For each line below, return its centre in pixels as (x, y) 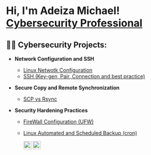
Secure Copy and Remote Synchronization (67, 88)
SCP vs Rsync (40, 99)
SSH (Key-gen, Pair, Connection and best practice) (84, 76)
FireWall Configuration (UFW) (59, 122)
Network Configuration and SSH (54, 59)
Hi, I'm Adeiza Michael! (63, 11)
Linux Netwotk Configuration (58, 70)
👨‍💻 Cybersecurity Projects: (57, 45)
